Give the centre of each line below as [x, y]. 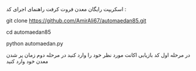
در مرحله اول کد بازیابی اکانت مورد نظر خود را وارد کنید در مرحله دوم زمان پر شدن [98, 55]
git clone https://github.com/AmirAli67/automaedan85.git [76, 20]
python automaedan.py [35, 43]
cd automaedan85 [29, 32]
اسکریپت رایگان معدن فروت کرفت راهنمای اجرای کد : [66, 9]
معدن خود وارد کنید [27, 61]
